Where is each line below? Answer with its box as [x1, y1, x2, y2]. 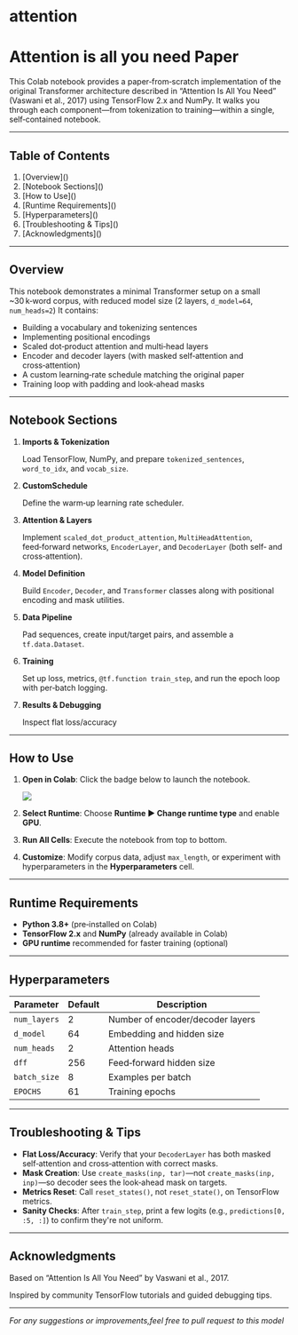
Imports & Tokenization [21, 436, 110, 447]
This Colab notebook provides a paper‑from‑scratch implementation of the [9, 76, 282, 87]
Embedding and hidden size [107, 1028, 224, 1040]
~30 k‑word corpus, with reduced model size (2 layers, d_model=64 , [9, 295, 254, 306]
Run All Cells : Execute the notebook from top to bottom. [21, 835, 228, 846]
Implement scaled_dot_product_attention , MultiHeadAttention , [21, 531, 253, 543]
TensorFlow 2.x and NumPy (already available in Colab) [21, 928, 228, 939]
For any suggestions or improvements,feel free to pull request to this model [9, 1315, 285, 1325]
